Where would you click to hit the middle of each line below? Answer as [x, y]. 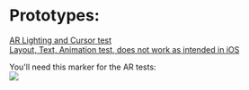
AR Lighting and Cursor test [61, 40]
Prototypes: [55, 16]
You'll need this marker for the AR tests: [83, 67]
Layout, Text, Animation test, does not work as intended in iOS [124, 49]
